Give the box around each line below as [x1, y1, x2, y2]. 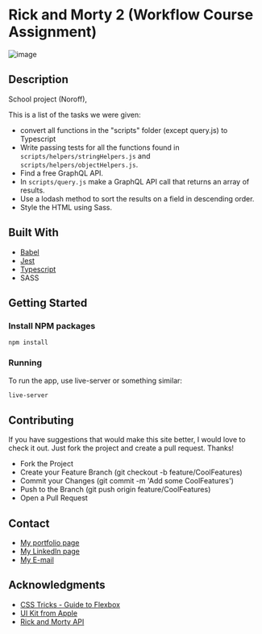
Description [8, 73, 69, 86]
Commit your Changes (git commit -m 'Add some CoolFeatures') [19, 476, 234, 486]
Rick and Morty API [19, 616, 85, 626]
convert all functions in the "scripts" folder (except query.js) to [19, 125, 228, 135]
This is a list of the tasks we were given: [8, 110, 141, 119]
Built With [8, 226, 59, 239]
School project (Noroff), [8, 94, 87, 104]
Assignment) [8, 23, 98, 41]
